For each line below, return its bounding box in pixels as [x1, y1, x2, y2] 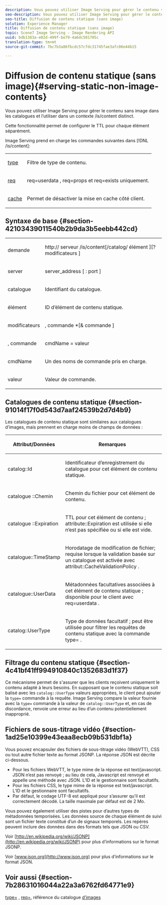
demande [7, 247, 30, 254]
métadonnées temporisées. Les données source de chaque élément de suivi [5, 813, 162, 819]
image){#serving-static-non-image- [5, 81, 159, 92]
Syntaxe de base [5, 217, 58, 225]
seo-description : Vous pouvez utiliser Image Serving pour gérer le [5, 12, 150, 17]
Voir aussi [5, 873, 37, 882]
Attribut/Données [12, 441, 56, 448]
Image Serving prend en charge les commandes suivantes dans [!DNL [5, 137, 149, 143]
